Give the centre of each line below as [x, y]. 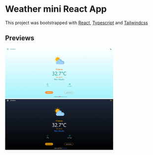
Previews [20, 38]
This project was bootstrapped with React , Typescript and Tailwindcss [76, 23]
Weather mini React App [56, 9]
